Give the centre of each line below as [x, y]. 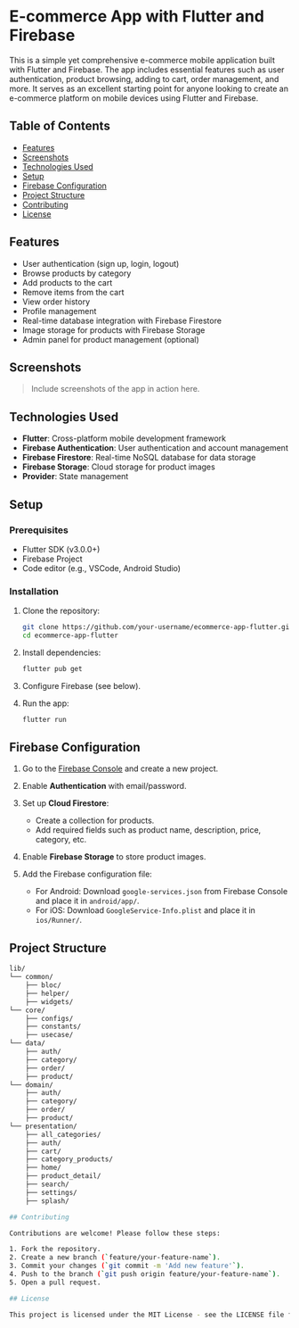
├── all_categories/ [63, 1134]
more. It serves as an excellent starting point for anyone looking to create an [149, 88]
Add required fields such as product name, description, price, [148, 830]
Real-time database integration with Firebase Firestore [122, 320]
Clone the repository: [61, 611]
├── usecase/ [49, 1035]
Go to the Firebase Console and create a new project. [120, 768]
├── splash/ [47, 1201]
